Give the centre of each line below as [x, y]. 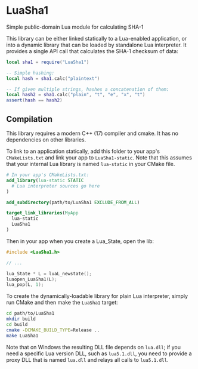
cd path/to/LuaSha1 [30, 313]
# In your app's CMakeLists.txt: [48, 175]
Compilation [29, 119]
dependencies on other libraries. [46, 140]
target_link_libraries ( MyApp [42, 213]
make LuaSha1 [22, 336]
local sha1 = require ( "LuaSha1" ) [48, 62]
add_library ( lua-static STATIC [45, 180]
